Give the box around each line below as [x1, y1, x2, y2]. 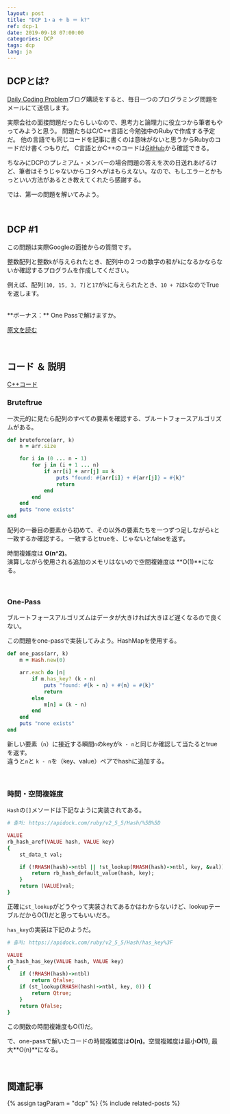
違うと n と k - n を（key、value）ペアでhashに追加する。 [7, 757, 168, 765]
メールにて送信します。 [7, 104, 73, 112]
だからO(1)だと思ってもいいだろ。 [18, 910, 114, 919]
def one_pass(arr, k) [7, 650, 69, 657]
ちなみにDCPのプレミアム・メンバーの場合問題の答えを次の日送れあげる [7, 158, 212, 167]
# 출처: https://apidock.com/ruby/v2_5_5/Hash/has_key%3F [7, 939, 173, 946]
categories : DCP [7, 36, 53, 43]
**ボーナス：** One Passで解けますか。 [7, 311, 120, 319]
